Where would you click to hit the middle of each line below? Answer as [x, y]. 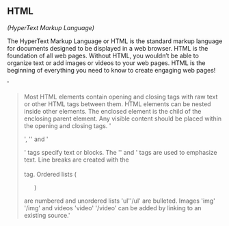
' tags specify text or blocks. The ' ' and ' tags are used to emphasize [120, 152]
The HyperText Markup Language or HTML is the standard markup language [115, 41]
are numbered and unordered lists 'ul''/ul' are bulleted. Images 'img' [119, 201]
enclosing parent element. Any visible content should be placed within [123, 118]
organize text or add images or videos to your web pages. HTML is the [106, 63]
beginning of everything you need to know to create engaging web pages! [111, 70]
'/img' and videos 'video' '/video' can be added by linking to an [112, 208]
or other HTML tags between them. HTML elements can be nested [117, 104]
